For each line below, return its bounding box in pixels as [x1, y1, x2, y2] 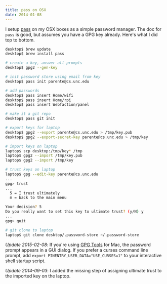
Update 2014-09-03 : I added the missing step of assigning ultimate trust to [5, 267, 162, 273]
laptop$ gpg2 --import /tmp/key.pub [5, 153, 82, 158]
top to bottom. [5, 36, 35, 43]
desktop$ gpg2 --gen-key [5, 65, 58, 70]
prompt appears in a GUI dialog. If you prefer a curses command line [5, 247, 148, 253]
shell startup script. [5, 258, 46, 264]
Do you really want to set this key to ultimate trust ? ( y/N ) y [5, 209, 144, 214]
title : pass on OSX [5, 7, 47, 13]
